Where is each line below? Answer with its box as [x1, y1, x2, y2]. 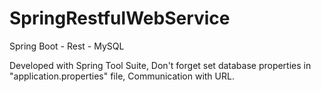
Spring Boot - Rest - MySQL [9, 40, 125, 52]
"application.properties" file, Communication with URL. [9, 70, 235, 82]
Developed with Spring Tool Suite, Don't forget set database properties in [9, 59, 312, 71]
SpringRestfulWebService [9, 7, 231, 30]
